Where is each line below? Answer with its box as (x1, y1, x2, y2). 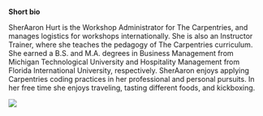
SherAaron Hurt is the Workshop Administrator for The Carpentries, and (8, 23, 248, 32)
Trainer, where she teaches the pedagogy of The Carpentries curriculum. (8, 40, 253, 49)
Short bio (8, 7, 41, 16)
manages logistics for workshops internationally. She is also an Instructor (8, 32, 253, 41)
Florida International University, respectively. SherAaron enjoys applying (8, 66, 250, 75)
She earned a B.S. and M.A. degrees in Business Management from (8, 49, 234, 58)
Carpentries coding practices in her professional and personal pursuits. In (8, 75, 255, 84)
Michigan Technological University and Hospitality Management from (8, 57, 240, 67)
